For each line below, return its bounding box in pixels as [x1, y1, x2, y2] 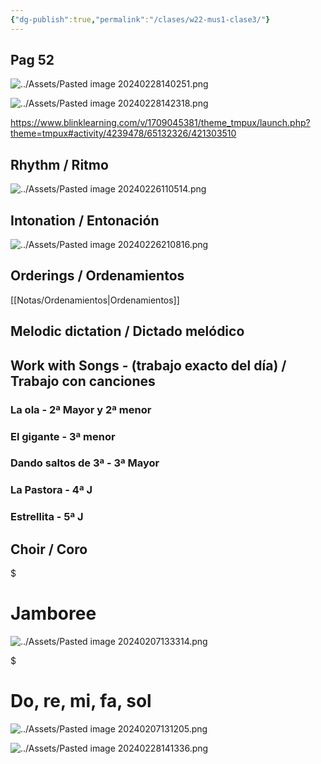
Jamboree [10, 602, 97, 625]
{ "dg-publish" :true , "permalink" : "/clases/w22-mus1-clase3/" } [10, 14, 271, 25]
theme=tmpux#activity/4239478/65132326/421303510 [10, 127, 237, 140]
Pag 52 [10, 52, 55, 69]
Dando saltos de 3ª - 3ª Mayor [10, 456, 160, 470]
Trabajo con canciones [10, 372, 156, 390]
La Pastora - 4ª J [10, 483, 93, 497]
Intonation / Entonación [10, 212, 160, 229]
